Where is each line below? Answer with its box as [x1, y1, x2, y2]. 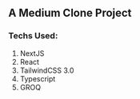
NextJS [19, 48, 45, 58]
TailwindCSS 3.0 [19, 65, 74, 75]
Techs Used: [8, 30, 58, 42]
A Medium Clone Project [8, 6, 132, 20]
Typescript [19, 73, 56, 83]
